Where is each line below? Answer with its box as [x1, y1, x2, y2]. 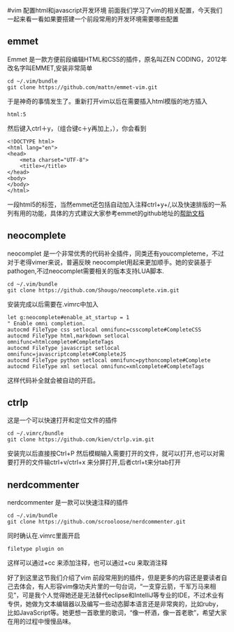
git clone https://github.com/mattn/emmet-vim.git [7, 83, 158, 91]
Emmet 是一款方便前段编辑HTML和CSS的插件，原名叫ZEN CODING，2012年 [7, 55, 227, 63]
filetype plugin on [7, 545, 64, 553]
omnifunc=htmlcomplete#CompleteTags [7, 338, 114, 345]
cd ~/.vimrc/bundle [7, 430, 64, 437]
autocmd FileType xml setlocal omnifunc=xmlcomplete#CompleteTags [7, 363, 205, 370]
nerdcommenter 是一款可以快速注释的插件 [7, 498, 129, 507]
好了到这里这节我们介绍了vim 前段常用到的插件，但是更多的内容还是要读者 [7, 573, 221, 582]
